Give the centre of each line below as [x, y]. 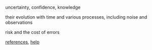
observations [19, 22]
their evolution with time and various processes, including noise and [76, 17]
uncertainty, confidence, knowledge [43, 7]
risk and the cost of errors [32, 32]
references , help [22, 42]
